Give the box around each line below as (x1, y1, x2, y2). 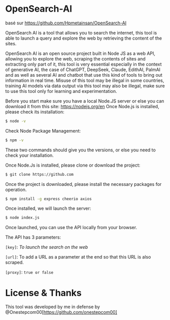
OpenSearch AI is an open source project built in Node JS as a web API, (5, 50, 156, 56)
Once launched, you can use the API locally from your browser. (5, 225, 138, 231)
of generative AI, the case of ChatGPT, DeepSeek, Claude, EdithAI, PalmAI (5, 67, 161, 73)
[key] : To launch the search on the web (5, 244, 88, 250)
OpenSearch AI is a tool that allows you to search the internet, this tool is (5, 29, 157, 36)
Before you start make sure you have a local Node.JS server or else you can (5, 98, 164, 104)
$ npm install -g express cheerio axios (5, 196, 92, 201)
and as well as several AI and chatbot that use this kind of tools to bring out (5, 72, 162, 78)
